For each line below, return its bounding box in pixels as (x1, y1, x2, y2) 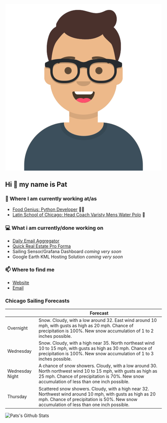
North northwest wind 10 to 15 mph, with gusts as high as (38, 368, 158, 374)
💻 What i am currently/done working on (5, 225, 103, 232)
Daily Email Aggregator (12, 238, 60, 244)
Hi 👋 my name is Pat (5, 180, 68, 188)
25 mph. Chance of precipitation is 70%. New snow (38, 373, 145, 380)
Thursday (7, 394, 27, 400)
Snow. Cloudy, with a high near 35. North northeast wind (38, 340, 155, 346)
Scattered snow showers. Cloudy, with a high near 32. (38, 386, 149, 392)
